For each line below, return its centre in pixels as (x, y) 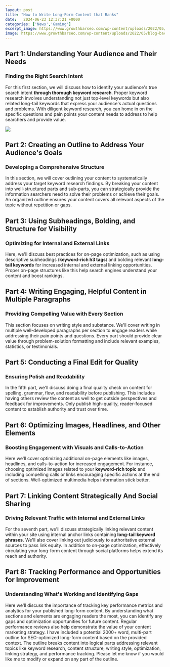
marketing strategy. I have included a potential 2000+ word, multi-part (78, 632)
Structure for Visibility (41, 229)
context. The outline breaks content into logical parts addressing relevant (81, 643)
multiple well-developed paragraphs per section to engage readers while (81, 330)
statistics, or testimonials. (32, 346)
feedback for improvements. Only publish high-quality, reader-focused (79, 404)
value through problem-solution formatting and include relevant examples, (83, 341)
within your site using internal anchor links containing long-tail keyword (80, 535)
